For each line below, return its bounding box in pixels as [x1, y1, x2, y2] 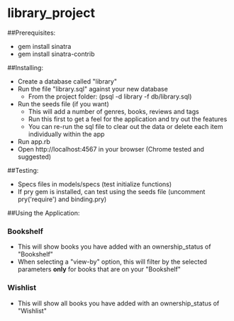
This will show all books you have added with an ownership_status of [17, 299, 220, 308]
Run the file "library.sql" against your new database [17, 84, 168, 93]
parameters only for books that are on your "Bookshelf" [17, 265, 181, 274]
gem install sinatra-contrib [17, 50, 95, 58]
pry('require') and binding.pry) [17, 195, 107, 203]
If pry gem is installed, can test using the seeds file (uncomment [17, 187, 206, 196]
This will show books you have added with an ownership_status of [17, 242, 211, 251]
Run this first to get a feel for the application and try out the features [28, 115, 228, 123]
